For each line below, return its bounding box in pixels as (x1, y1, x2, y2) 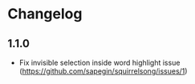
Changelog (7, 5, 83, 23)
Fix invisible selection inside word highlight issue (18, 58, 181, 67)
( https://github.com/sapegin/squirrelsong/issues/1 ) (18, 66, 188, 76)
